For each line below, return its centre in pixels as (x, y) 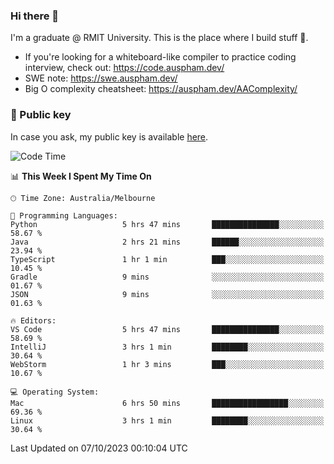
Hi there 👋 (35, 16)
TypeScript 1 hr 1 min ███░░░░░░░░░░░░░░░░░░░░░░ (167, 259)
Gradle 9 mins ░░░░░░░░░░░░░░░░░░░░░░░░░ (167, 277)
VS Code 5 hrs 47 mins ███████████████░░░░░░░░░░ (167, 329)
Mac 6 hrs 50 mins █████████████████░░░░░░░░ (167, 403)
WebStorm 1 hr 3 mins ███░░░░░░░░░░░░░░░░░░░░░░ (167, 364)
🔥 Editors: (33, 320)
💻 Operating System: (55, 392)
